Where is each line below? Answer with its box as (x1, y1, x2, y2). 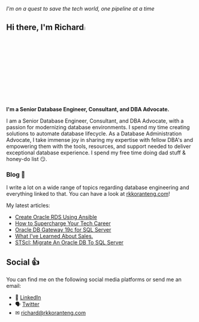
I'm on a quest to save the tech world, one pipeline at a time (6, 5, 155, 12)
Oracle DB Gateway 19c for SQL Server (14, 226, 111, 233)
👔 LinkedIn (14, 294, 41, 301)
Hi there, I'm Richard (6, 22, 85, 32)
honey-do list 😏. (6, 156, 47, 163)
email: (6, 282, 22, 290)
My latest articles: (6, 202, 50, 209)
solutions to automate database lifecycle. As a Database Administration (6, 130, 182, 137)
